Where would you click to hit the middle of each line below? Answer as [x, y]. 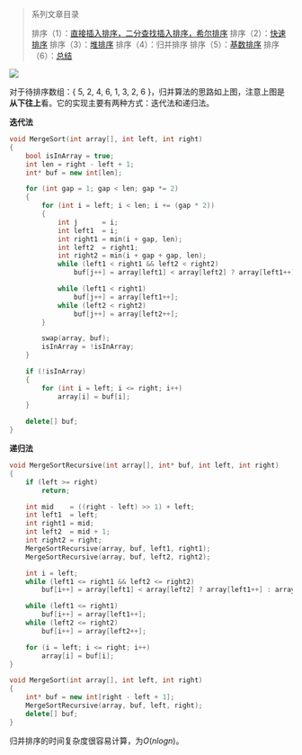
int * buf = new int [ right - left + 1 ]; [100, 697]
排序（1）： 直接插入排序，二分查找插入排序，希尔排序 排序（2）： [151, 33]
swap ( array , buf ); [76, 338]
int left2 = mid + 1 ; [68, 532]
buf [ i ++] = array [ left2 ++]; [94, 631]
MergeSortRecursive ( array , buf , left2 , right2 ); [118, 557]
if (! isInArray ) [56, 372]
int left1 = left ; [62, 515]
